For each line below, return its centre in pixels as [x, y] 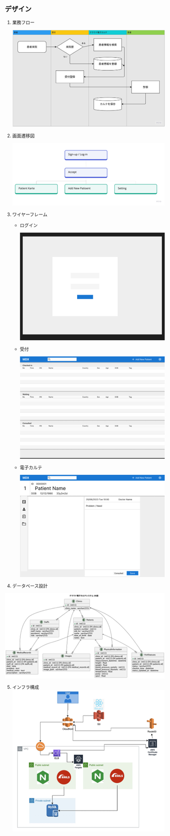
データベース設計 [30, 586]
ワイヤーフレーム [30, 214]
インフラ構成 [25, 687]
